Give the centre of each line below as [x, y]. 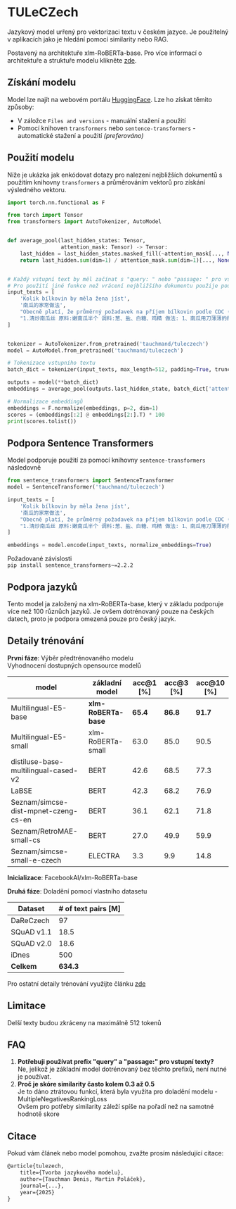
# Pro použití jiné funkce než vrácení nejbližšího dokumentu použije [113, 286]
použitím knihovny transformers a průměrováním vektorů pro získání [106, 182]
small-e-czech [36, 860]
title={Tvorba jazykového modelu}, [72, 1173]
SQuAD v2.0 [31, 943]
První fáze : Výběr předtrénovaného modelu [70, 658]
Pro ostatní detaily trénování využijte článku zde [77, 984]
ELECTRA [104, 856]
